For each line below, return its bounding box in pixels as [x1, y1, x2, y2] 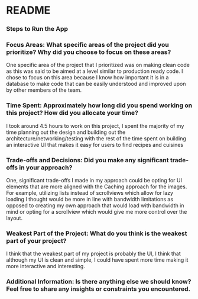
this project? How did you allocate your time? [6, 109, 139, 117]
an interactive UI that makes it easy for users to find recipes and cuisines [6, 141, 184, 148]
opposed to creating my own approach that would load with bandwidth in [6, 202, 184, 209]
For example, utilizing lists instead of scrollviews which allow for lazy [6, 189, 173, 196]
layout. [6, 214, 22, 221]
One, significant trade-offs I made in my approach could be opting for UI [6, 177, 182, 184]
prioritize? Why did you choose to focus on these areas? [6, 48, 171, 56]
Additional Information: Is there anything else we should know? [6, 278, 191, 286]
